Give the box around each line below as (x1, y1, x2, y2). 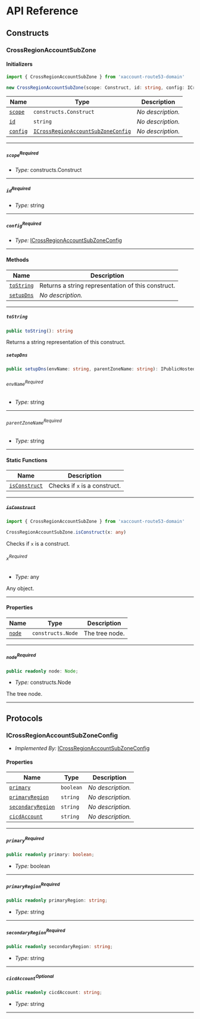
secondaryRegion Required (6, 927, 65, 936)
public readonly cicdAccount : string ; (6, 990, 102, 996)
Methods (6, 256, 29, 263)
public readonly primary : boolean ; (6, 851, 95, 857)
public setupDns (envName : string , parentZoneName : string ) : (6, 366, 159, 372)
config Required (6, 221, 42, 229)
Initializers (6, 61, 33, 68)
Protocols (6, 713, 43, 723)
